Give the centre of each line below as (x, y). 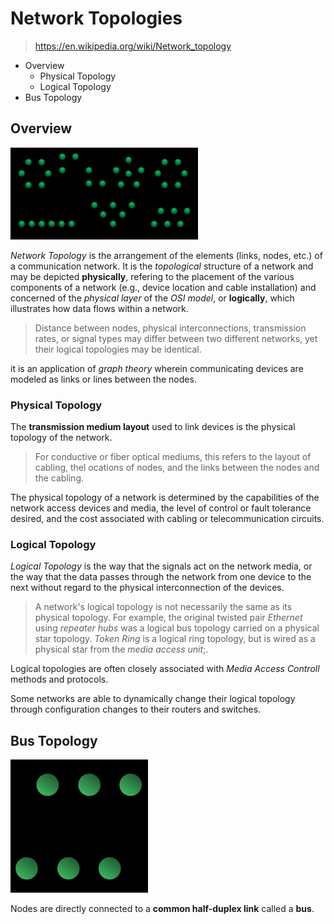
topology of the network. (61, 438)
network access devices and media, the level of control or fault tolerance (161, 508)
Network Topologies (96, 18)
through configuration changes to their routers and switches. (136, 709)
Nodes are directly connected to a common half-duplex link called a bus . (162, 909)
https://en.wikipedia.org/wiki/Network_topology (133, 46)
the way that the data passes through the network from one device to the (161, 577)
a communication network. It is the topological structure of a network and (162, 266)
